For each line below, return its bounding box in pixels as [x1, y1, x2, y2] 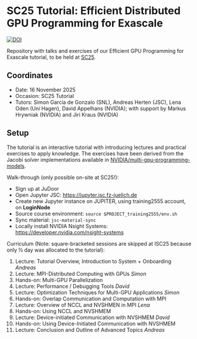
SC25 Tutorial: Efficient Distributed [6, 4, 181, 18]
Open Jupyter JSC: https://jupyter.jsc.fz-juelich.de [15, 191, 137, 198]
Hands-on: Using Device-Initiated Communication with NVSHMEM [15, 320, 176, 327]
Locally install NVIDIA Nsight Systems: [15, 222, 108, 229]
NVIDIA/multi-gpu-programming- [110, 156, 191, 163]
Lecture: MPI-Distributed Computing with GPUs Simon [15, 270, 147, 277]
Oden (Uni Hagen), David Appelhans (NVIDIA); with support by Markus [15, 104, 186, 112]
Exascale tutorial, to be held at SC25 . [6, 53, 96, 60]
